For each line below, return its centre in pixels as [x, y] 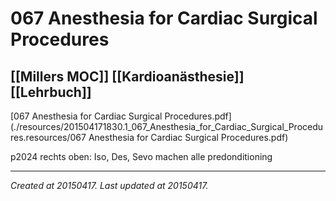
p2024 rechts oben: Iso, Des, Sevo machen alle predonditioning [141, 156]
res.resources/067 [48, 137]
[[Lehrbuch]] [51, 92]
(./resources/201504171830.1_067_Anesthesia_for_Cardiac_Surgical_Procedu [167, 126]
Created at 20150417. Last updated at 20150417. [109, 185]
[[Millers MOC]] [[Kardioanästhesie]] [127, 76]
